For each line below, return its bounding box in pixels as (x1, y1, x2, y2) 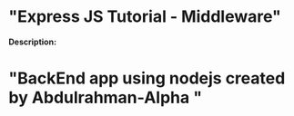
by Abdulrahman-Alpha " (8, 88, 202, 108)
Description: (8, 36, 56, 47)
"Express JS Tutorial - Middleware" (8, 6, 281, 27)
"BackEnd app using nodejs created (8, 68, 286, 89)
